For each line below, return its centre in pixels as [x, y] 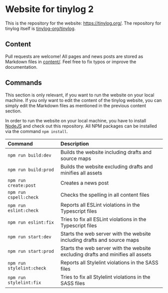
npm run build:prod [31, 170]
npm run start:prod [31, 251]
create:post [22, 185]
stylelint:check [27, 268]
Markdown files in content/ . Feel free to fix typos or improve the [71, 62]
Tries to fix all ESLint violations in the [103, 219]
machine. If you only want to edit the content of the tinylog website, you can [83, 100]
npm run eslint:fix [31, 222]
